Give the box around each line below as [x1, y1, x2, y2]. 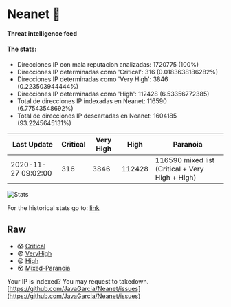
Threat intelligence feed [7, 29, 78, 37]
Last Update [12, 139, 54, 149]
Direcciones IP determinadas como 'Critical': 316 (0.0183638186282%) [16, 67, 219, 76]
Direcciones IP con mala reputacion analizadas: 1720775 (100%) [16, 60, 199, 68]
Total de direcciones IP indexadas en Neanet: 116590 [16, 96, 167, 105]
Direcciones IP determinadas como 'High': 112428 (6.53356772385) [16, 89, 210, 98]
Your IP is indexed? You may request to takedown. [7, 277, 149, 285]
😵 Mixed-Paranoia [16, 264, 71, 272]
